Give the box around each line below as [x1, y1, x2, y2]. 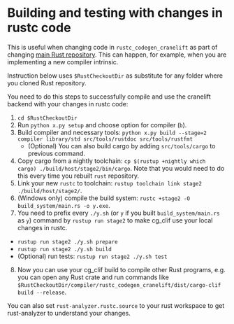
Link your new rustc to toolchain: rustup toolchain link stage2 [17, 178, 203, 187]
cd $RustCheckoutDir [17, 114, 78, 122]
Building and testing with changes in [7, 5, 224, 21]
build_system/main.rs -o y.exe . [17, 201, 110, 209]
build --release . [17, 288, 67, 296]
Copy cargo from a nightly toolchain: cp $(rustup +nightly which [17, 156, 206, 165]
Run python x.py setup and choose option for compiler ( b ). [17, 120, 187, 129]
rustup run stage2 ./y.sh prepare [17, 238, 118, 246]
